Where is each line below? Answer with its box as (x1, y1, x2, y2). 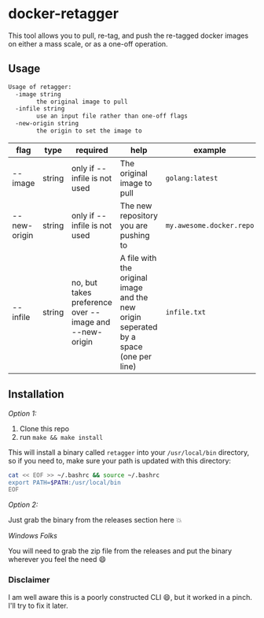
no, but (71, 277, 98, 288)
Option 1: (8, 408, 37, 418)
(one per (119, 351, 152, 362)
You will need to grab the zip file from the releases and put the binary (8, 546, 233, 556)
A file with (119, 252, 157, 263)
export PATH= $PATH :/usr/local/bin (8, 478, 122, 486)
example (193, 144, 226, 155)
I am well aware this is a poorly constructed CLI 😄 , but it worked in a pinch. (8, 592, 253, 601)
